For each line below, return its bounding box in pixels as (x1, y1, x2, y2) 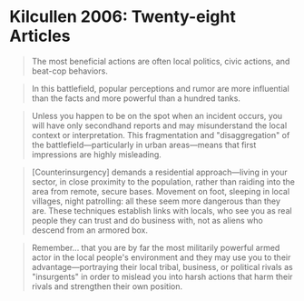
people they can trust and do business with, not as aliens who (31, 215, 263, 226)
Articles (9, 25, 71, 46)
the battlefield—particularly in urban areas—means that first (31, 139, 257, 150)
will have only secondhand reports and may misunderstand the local (31, 120, 288, 131)
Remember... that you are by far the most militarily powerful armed (31, 242, 280, 253)
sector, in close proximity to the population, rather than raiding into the (31, 176, 295, 187)
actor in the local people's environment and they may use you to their (31, 252, 291, 263)
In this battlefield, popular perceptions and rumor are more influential (31, 83, 290, 94)
